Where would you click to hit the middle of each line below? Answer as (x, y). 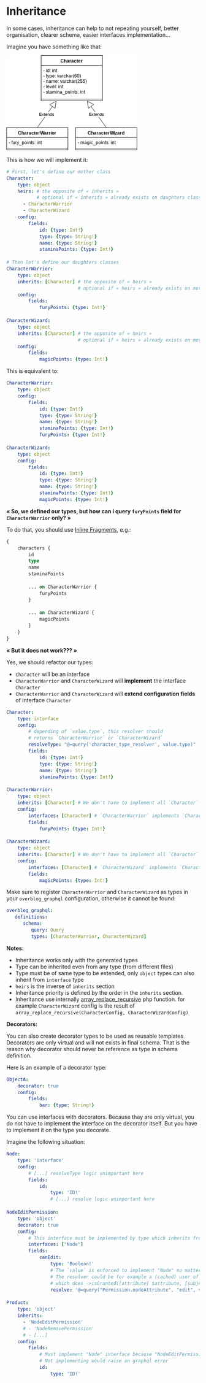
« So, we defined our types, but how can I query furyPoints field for (94, 511)
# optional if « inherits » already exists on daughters (111, 197)
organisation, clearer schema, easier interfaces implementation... (88, 34)
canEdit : (50, 1258)
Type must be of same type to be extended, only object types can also (105, 973)
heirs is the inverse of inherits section (65, 986)
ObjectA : (17, 1079)
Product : (17, 1303)
